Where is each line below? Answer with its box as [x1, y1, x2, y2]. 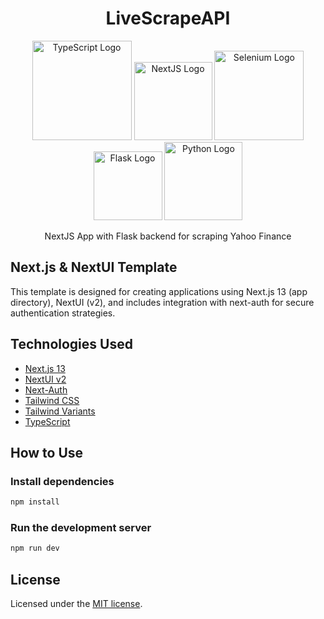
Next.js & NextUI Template [10, 259, 178, 276]
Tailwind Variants [24, 405, 96, 417]
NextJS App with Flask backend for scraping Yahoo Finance [44, 230, 292, 242]
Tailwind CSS [24, 394, 80, 406]
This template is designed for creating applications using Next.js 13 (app [10, 285, 308, 297]
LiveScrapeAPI [105, 7, 231, 30]
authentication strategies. [10, 307, 116, 319]
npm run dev [10, 543, 60, 554]
